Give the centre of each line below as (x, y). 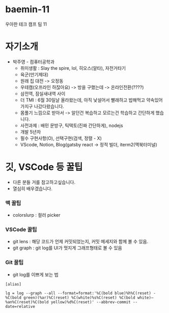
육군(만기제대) (34, 74)
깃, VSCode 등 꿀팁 (44, 167)
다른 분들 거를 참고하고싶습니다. (44, 182)
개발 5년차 (31, 132)
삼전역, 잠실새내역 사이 (43, 93)
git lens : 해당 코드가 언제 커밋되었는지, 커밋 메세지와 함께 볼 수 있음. (80, 242)
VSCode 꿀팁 (21, 229)
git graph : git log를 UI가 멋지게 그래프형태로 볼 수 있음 (67, 248)
